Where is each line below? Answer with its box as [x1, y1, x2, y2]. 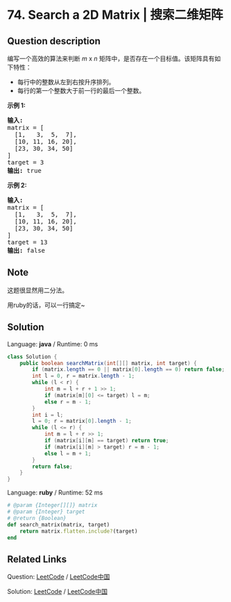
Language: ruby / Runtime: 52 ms [7, 488, 103, 497]
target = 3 [7, 158, 44, 166]
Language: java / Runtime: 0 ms [7, 340, 99, 348]
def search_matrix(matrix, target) [7, 521, 110, 528]
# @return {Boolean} [7, 515, 67, 521]
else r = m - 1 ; [44, 398, 92, 405]
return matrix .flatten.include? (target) [19, 528, 138, 535]
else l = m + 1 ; [44, 450, 92, 457]
